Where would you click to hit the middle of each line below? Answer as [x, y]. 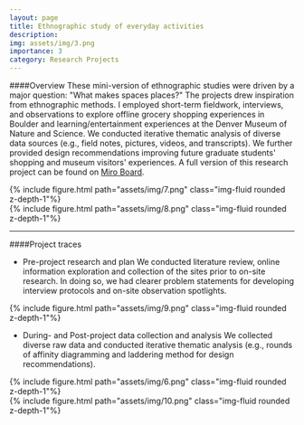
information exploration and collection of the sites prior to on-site [144, 271]
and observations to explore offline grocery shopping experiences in [137, 114]
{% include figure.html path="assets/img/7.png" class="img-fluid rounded [147, 189]
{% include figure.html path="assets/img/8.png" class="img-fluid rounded [148, 208]
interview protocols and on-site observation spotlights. [124, 291]
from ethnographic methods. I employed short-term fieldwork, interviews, [147, 104]
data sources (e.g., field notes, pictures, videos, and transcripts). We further [151, 143]
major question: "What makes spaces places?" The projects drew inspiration [152, 95]
